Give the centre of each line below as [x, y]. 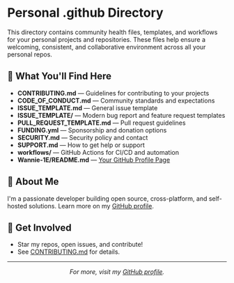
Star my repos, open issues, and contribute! [80, 245]
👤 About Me [33, 182]
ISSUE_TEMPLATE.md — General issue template [87, 108]
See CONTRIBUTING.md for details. [69, 252]
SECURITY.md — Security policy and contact [83, 137]
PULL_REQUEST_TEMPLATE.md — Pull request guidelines [101, 123]
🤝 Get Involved [39, 228]
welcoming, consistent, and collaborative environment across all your [107, 47]
